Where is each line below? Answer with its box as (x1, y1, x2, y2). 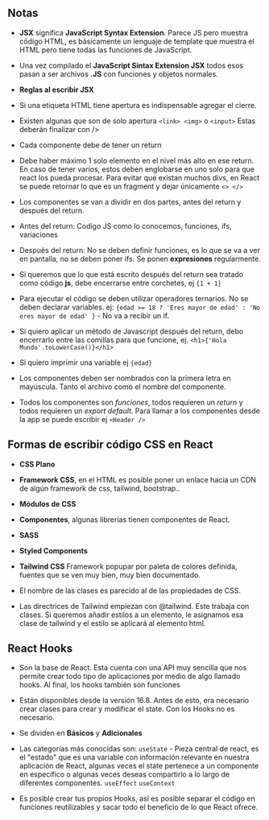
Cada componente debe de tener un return (19, 140, 162, 150)
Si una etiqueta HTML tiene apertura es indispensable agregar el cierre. (19, 100, 257, 110)
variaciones (19, 230, 58, 239)
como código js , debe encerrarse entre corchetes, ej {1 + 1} (19, 278, 222, 288)
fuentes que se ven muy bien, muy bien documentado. (19, 569, 201, 579)
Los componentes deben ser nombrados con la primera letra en (19, 373, 231, 383)
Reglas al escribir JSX (19, 85, 94, 94)
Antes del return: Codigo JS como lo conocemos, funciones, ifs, (19, 221, 232, 230)
